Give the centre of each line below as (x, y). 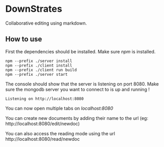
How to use (24, 39)
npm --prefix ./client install (39, 65)
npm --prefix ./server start (37, 74)
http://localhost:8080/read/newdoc (43, 139)
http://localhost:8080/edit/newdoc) (43, 123)
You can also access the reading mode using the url (60, 133)
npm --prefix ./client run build (41, 70)
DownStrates (34, 9)
